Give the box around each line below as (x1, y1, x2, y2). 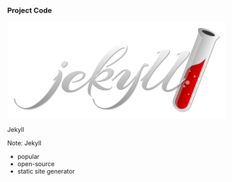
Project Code (7, 6, 52, 15)
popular (17, 152, 40, 161)
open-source (17, 160, 55, 168)
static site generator (17, 167, 75, 176)
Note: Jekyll (7, 139, 42, 147)
